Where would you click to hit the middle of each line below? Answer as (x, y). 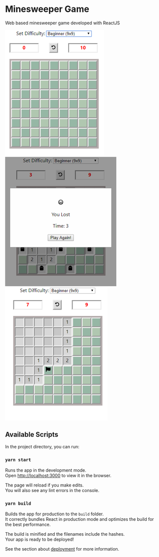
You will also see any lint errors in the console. (52, 491)
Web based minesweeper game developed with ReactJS (62, 23)
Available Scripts (32, 435)
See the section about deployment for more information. (62, 549)
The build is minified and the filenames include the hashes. (65, 534)
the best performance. (28, 525)
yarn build (18, 503)
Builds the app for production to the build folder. (55, 514)
